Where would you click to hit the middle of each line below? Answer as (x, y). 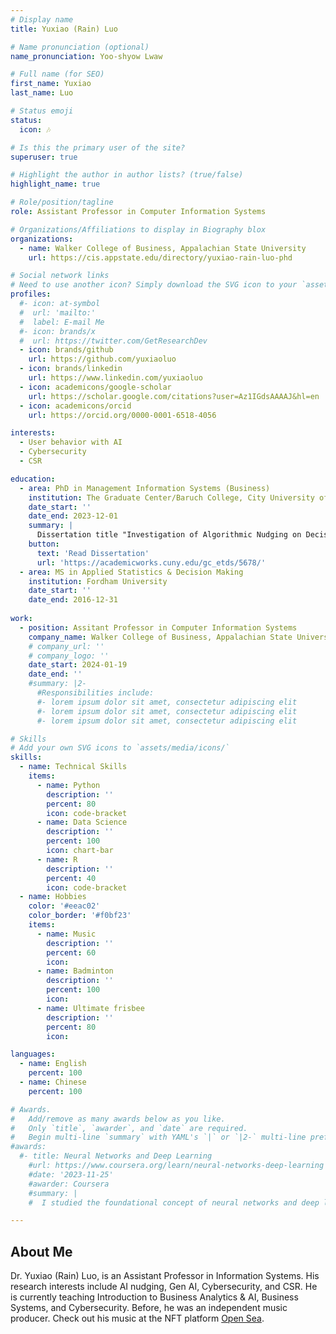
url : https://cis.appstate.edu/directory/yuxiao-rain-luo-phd (160, 257)
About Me (41, 1251)
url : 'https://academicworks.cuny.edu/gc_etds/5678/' (151, 562)
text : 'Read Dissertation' (93, 553)
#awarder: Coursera (69, 1184)
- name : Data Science (82, 822)
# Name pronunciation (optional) (80, 47)
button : (44, 544)
